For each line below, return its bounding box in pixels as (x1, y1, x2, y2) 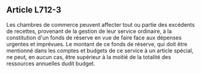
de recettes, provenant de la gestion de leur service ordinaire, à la (6, 27, 172, 35)
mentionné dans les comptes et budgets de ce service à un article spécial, (6, 47, 194, 54)
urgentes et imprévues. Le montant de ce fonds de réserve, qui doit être (6, 40, 188, 47)
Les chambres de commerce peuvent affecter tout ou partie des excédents (6, 21, 196, 28)
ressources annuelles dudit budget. (6, 60, 96, 67)
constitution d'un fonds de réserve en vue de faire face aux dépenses (6, 33, 182, 41)
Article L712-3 (6, 5, 62, 15)
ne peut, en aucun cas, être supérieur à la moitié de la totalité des (6, 53, 171, 60)
